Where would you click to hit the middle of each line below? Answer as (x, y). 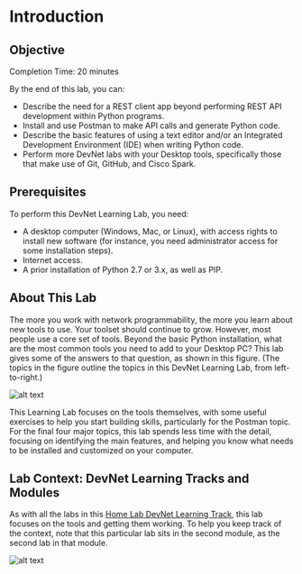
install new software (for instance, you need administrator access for (150, 241)
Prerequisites (48, 192)
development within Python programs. (93, 116)
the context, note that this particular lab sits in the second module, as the (145, 533)
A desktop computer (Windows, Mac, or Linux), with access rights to (150, 231)
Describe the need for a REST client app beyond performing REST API (152, 106)
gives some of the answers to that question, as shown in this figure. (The (145, 358)
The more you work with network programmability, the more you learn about (151, 319)
